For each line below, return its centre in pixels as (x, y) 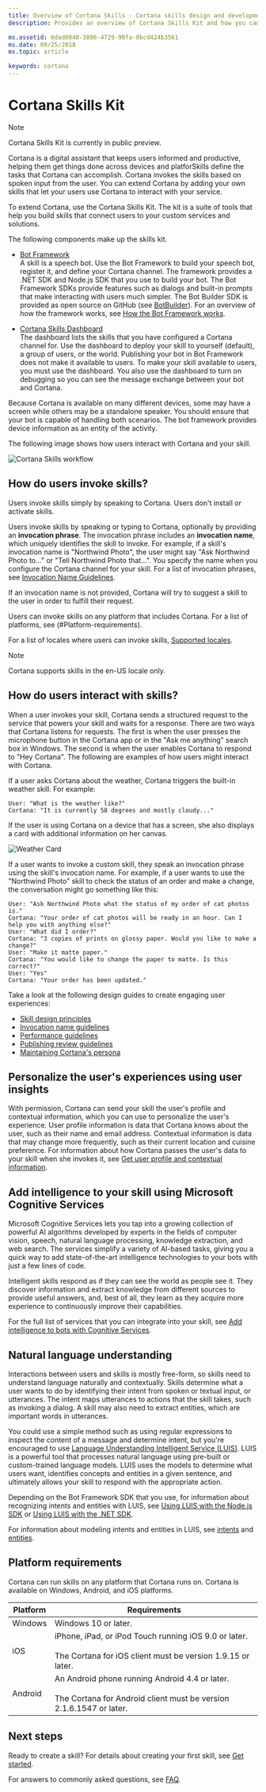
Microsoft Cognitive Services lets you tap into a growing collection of (121, 1223)
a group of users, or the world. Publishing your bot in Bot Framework (131, 354)
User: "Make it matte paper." (58, 952)
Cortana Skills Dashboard (61, 329)
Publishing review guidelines (66, 1044)
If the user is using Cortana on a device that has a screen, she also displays (131, 825)
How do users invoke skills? (78, 484)
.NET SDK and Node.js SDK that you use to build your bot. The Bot (128, 280)
